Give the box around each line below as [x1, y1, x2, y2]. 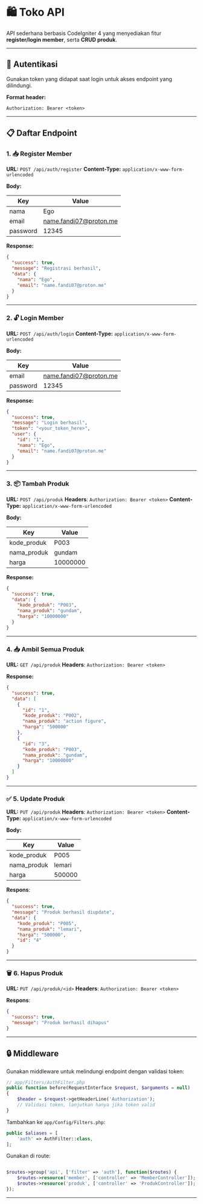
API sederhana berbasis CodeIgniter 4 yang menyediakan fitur [6, 29, 162, 37]
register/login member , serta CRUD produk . [6, 36, 118, 43]
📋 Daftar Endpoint [6, 128, 77, 139]
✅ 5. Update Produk [6, 794, 65, 803]
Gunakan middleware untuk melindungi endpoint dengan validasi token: [6, 1067, 184, 1075]
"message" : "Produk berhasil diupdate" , [11, 909, 115, 915]
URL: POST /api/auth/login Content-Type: [6, 330, 113, 337]
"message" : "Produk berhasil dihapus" [11, 1020, 110, 1026]
